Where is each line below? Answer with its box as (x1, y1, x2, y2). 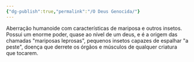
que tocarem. (6, 49, 39, 56)
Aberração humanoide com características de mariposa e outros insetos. (6, 25, 182, 32)
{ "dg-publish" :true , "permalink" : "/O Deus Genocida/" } (6, 8, 141, 15)
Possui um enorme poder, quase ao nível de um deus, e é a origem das (6, 30, 178, 38)
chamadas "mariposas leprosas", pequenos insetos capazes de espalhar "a (6, 37, 189, 44)
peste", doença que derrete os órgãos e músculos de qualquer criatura (6, 43, 178, 50)
